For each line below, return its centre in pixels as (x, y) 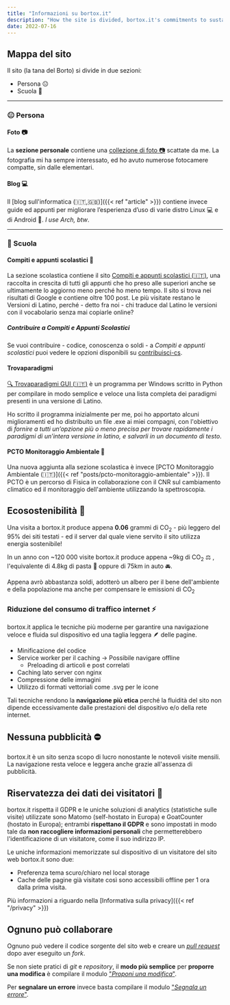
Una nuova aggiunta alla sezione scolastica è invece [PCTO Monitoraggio (111, 467)
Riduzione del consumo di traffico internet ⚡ (82, 609)
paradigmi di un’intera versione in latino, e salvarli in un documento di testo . (115, 436)
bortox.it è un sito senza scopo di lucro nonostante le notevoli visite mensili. (114, 757)
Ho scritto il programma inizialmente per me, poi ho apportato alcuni (103, 414)
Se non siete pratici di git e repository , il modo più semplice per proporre (111, 966)
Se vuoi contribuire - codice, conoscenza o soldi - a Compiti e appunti (106, 345)
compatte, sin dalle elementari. (51, 167)
